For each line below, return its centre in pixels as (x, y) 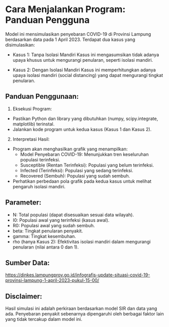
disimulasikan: (20, 45)
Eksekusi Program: (32, 109)
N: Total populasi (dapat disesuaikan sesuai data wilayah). (73, 215)
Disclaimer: (24, 296)
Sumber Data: (27, 262)
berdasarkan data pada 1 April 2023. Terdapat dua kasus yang (70, 39)
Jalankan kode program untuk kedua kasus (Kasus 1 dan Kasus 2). (82, 129)
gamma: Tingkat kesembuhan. (44, 236)
